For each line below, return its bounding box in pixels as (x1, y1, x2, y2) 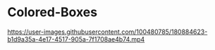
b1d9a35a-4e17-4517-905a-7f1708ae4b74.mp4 (7, 35, 145, 43)
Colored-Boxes (7, 4, 97, 20)
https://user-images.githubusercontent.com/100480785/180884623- (7, 27, 208, 36)
